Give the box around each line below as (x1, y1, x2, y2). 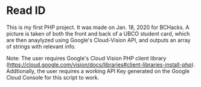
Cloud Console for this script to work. (6, 74, 100, 81)
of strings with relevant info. (6, 43, 76, 50)
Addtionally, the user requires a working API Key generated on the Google (6, 67, 190, 74)
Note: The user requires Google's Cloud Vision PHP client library (6, 54, 167, 62)
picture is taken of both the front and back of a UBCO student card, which (6, 30, 190, 37)
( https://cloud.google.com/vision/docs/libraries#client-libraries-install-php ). (6, 61, 195, 68)
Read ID (6, 4, 46, 18)
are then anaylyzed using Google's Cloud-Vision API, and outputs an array (6, 36, 191, 43)
